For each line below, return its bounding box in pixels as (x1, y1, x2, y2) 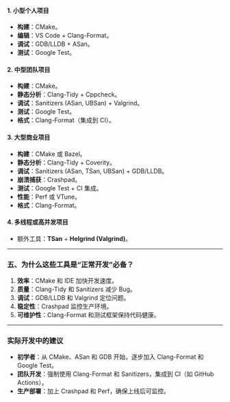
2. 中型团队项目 (7, 65, 51, 73)
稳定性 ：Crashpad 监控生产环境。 (16, 302, 113, 311)
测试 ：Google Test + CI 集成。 (16, 184, 103, 192)
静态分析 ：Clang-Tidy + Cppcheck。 (16, 90, 121, 99)
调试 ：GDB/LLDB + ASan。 (16, 40, 94, 48)
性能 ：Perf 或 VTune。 (16, 192, 81, 201)
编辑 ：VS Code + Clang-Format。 (16, 32, 113, 40)
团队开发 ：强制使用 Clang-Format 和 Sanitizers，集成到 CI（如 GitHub (16, 370, 214, 378)
